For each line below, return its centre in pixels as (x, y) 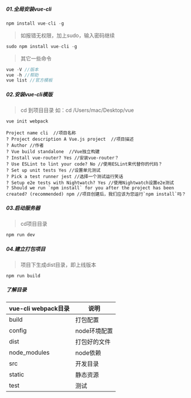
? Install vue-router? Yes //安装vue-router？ (62, 158)
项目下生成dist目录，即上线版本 (58, 265)
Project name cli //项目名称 (41, 133)
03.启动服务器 (23, 207)
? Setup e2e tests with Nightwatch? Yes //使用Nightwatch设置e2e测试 (90, 183)
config (18, 330)
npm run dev (21, 235)
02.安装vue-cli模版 (29, 94)
